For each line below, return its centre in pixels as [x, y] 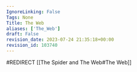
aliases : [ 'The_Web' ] [33, 28]
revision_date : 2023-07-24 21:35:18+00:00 [60, 40]
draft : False [23, 34]
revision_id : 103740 [32, 46]
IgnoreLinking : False [33, 12]
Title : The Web [25, 23]
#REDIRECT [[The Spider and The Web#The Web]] [69, 62]
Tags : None [20, 17]
